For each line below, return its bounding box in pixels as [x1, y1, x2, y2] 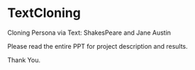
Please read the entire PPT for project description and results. [7, 42, 188, 50]
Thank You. [7, 55, 41, 64]
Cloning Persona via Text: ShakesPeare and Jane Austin [7, 28, 172, 37]
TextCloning [7, 5, 82, 21]
